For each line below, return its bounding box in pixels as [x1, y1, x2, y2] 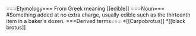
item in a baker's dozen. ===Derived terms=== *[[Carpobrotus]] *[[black [6, 18, 186, 24]
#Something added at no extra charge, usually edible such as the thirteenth [6, 11, 191, 18]
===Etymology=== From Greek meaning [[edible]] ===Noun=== [6, 5, 165, 12]
